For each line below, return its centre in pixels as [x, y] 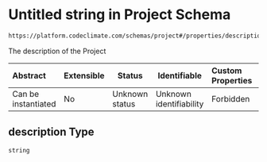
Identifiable [180, 75]
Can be [26, 94]
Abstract [29, 75]
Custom [227, 71]
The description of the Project [57, 51]
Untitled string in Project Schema [120, 15]
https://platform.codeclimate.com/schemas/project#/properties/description [136, 36]
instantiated [34, 103]
